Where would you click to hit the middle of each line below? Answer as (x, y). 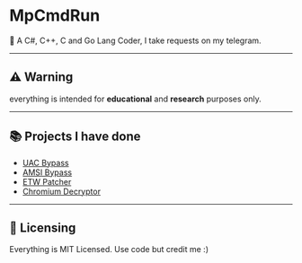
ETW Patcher (47, 181)
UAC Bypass (45, 162)
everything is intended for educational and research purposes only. (136, 99)
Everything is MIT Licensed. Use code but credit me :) (109, 250)
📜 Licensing (43, 228)
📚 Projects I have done (75, 137)
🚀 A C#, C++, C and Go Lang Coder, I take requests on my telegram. (136, 40)
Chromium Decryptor (62, 191)
